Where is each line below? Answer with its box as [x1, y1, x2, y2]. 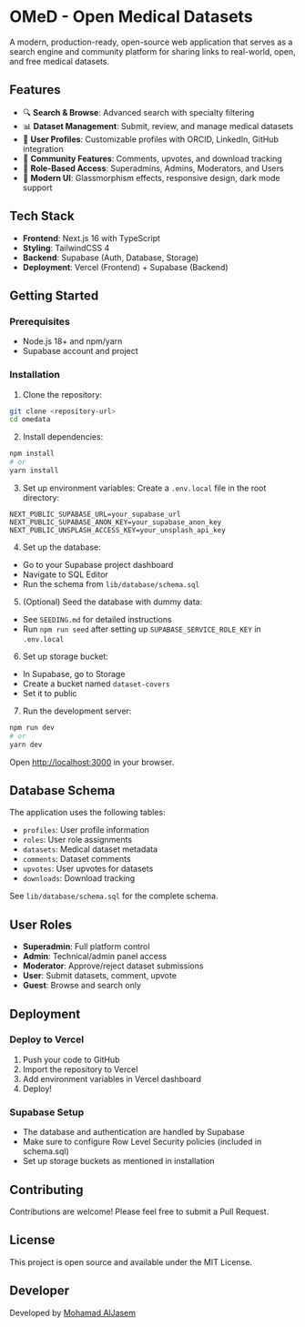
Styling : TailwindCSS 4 [22, 242, 110, 253]
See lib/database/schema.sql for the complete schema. [9, 890, 219, 902]
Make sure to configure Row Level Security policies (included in [22, 1136, 262, 1148]
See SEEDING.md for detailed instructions [22, 613, 172, 624]
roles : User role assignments [22, 835, 133, 846]
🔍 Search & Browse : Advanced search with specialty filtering [22, 106, 255, 117]
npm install [9, 449, 55, 459]
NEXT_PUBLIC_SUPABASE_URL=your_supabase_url [9, 510, 181, 519]
